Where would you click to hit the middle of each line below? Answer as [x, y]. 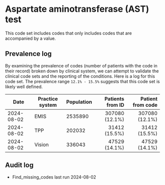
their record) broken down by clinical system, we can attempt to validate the [82, 71]
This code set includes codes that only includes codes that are [69, 33]
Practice [48, 98]
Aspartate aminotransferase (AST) [77, 9]
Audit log [19, 165]
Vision [41, 145]
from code [145, 105]
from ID [115, 105]
